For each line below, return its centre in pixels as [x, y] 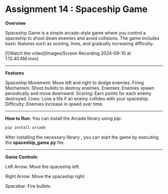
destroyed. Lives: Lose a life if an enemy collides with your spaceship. [77, 98]
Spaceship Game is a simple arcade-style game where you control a [75, 33]
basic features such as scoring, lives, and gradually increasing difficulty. [79, 43]
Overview [15, 23]
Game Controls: [22, 157]
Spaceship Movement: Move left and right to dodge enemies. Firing [74, 82]
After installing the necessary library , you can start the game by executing [82, 137]
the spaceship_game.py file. [35, 142]
